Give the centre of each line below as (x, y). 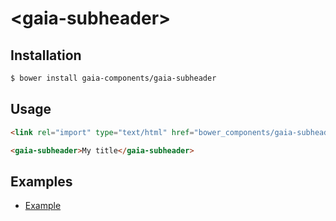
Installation (46, 55)
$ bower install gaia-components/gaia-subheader (113, 78)
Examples (41, 181)
